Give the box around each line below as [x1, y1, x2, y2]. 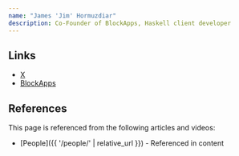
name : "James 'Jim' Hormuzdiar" [8, 11, 116, 20]
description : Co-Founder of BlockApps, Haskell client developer [8, 19, 231, 27]
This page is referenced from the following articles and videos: [8, 123, 216, 133]
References [8, 102, 67, 115]
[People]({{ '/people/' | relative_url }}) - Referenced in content [19, 138, 225, 148]
